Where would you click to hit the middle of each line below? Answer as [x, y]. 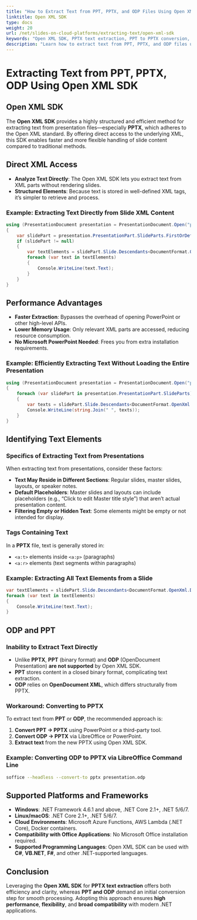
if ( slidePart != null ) [46, 241]
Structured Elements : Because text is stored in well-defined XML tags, [100, 191]
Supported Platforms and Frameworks [77, 795]
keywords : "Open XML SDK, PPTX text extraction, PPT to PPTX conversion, [98, 39]
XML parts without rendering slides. [58, 185]
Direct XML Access [42, 165]
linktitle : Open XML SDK [36, 17]
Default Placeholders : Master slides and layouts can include [88, 492]
